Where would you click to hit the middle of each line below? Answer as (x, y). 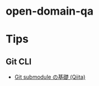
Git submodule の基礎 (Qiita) (50, 77)
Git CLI (19, 61)
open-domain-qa (50, 11)
